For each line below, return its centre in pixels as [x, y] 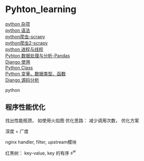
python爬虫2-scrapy [27, 43]
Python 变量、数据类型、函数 [35, 73]
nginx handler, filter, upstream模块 [41, 142]
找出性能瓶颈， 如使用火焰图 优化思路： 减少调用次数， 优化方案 [72, 120]
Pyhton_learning [41, 9]
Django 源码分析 [22, 80]
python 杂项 [18, 24]
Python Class [19, 67]
